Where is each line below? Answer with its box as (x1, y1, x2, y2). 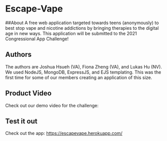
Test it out (5, 117, 38, 125)
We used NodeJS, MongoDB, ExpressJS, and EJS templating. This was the (5, 69, 161, 75)
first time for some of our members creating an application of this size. (5, 74, 153, 81)
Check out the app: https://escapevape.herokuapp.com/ (5, 130, 122, 136)
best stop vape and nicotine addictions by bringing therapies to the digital (5, 25, 159, 31)
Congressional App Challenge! (5, 36, 69, 42)
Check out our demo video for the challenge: (5, 102, 99, 108)
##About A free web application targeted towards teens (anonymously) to (5, 20, 159, 26)
